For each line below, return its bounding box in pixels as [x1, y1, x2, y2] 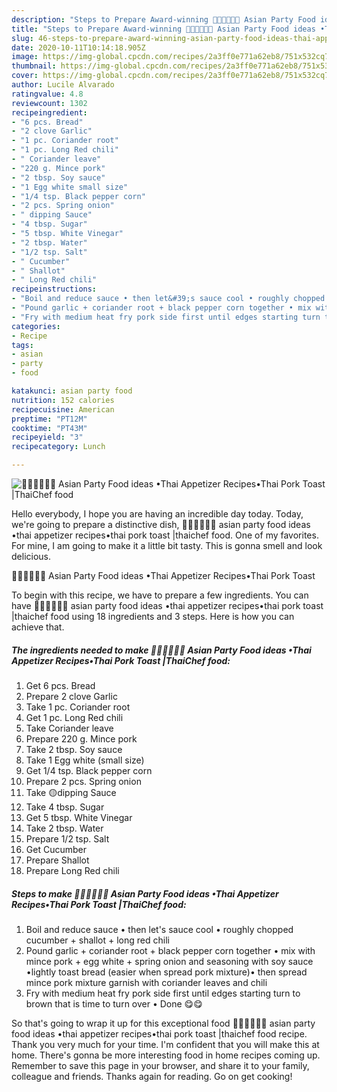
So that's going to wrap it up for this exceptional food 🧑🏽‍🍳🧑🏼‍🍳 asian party [11, 1017, 316, 1029]
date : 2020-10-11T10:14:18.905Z [11, 42, 146, 53]
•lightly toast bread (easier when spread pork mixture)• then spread [25, 966, 308, 978]
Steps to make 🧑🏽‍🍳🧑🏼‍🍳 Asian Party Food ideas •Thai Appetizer [11, 887, 279, 900]
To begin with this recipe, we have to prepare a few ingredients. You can [11, 589, 309, 601]
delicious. [11, 551, 51, 562]
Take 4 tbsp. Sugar [25, 801, 105, 813]
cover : [11, 71, 39, 81]
